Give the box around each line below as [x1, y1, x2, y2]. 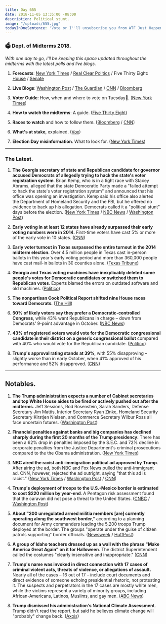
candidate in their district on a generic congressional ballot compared [12, 335, 158, 341]
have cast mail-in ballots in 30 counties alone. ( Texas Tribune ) [12, 260, 139, 266]
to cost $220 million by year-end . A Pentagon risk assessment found [12, 490, 155, 496]
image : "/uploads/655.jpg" [5, 21, 61, 26]
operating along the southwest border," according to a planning [12, 515, 145, 521]
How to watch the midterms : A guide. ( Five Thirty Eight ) [12, 110, 127, 116]
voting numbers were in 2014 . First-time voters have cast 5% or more [12, 229, 156, 235]
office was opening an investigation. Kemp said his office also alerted [12, 193, 154, 199]
